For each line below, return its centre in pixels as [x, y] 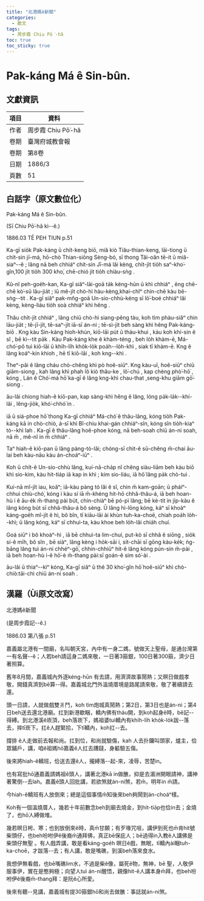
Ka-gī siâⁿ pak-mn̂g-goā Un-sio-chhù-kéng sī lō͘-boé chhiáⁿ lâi [108, 298]
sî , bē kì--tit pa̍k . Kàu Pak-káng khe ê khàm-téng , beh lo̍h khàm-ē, [91, 339]
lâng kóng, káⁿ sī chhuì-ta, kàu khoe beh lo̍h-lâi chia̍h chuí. [97, 522]
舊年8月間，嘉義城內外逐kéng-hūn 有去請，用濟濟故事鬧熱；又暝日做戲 [95, 677]
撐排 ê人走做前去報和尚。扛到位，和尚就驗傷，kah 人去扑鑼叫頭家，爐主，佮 [102, 740]
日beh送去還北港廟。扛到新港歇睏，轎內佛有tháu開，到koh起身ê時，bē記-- [100, 712]
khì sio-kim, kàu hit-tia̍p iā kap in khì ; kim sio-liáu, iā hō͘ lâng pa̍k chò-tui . [98, 474]
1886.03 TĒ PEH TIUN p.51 [39, 238]
